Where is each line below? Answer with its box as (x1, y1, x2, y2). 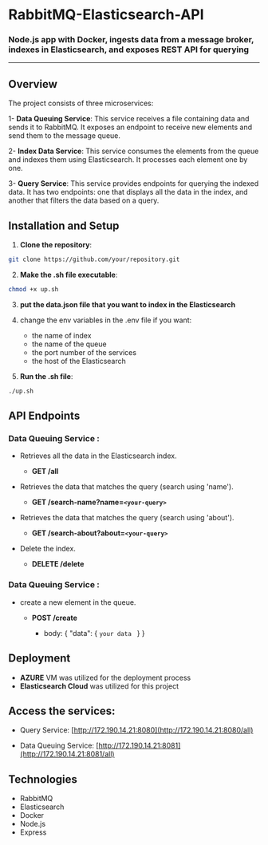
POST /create (31, 613, 78, 622)
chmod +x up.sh (8, 285, 59, 293)
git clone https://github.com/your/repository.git (8, 255, 180, 264)
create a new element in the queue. (19, 597, 136, 607)
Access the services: (8, 704, 116, 717)
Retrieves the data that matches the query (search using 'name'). (19, 482, 234, 492)
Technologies (8, 772, 78, 786)
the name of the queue (31, 339, 107, 349)
